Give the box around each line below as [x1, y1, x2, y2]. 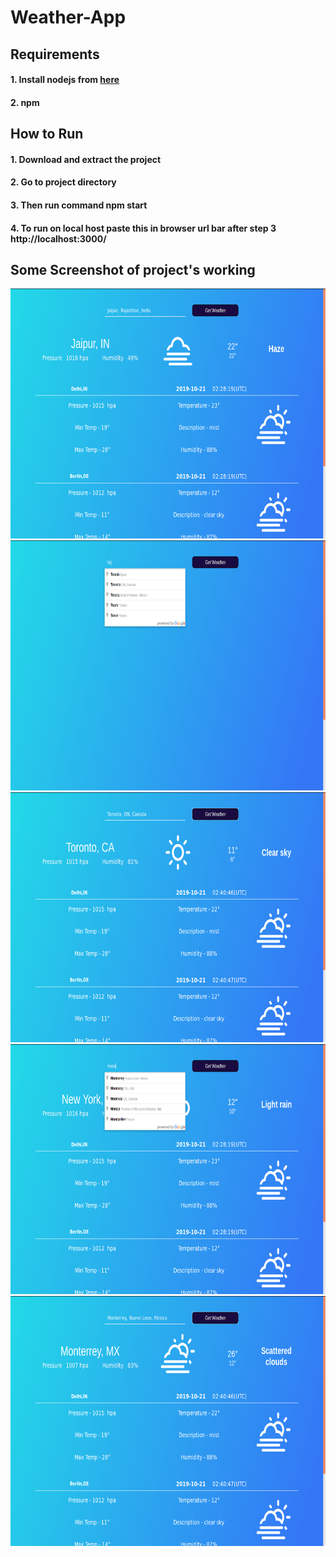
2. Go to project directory [10, 176, 117, 188]
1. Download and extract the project [10, 153, 162, 165]
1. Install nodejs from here [10, 74, 120, 86]
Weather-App [10, 6, 127, 29]
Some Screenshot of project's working [10, 261, 256, 278]
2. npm [10, 96, 40, 108]
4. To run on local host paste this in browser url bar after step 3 [10, 222, 277, 234]
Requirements [10, 46, 100, 63]
